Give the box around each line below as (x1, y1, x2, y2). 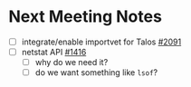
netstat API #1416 (21, 47, 87, 57)
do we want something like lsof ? (34, 67, 158, 78)
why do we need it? (34, 57, 109, 68)
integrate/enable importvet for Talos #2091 (21, 36, 182, 47)
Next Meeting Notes (8, 6, 162, 27)
